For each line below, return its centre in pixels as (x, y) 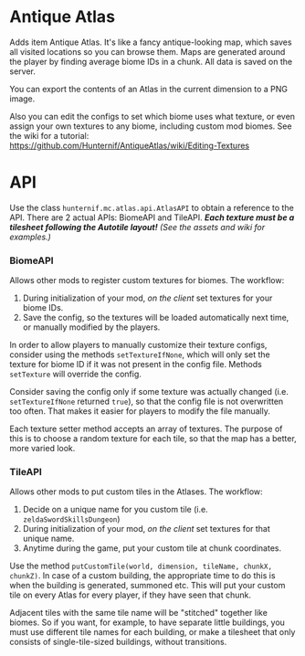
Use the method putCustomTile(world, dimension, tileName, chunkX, (141, 566)
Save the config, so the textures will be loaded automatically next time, (156, 318)
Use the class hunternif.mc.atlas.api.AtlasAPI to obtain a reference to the (152, 207)
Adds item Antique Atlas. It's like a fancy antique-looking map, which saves (151, 42)
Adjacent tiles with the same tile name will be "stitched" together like (138, 613)
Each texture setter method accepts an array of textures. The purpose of (146, 429)
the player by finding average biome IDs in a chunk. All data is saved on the (151, 61)
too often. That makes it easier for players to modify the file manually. (140, 411)
